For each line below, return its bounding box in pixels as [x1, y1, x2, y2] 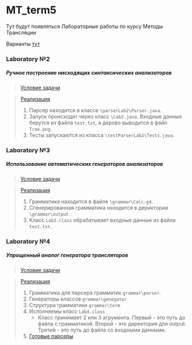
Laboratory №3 [6, 146, 51, 154]
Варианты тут [6, 40, 40, 47]
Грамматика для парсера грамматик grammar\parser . [29, 289, 162, 296]
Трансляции [6, 29, 36, 36]
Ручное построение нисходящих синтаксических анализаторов [6, 69, 172, 76]
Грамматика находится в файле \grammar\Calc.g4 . [29, 198, 153, 205]
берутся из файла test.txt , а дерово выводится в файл [29, 119, 167, 126]
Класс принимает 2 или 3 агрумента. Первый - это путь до [37, 313, 186, 321]
